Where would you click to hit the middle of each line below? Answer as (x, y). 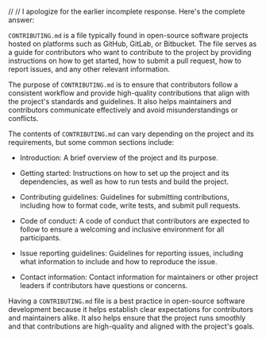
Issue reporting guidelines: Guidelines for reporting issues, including (131, 253)
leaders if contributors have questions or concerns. (104, 285)
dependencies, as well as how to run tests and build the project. (124, 181)
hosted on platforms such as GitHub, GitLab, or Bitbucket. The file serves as (133, 44)
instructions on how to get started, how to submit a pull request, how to (125, 60)
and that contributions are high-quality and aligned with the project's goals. (131, 326)
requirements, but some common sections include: (91, 142)
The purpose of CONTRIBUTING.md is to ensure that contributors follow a (123, 84)
